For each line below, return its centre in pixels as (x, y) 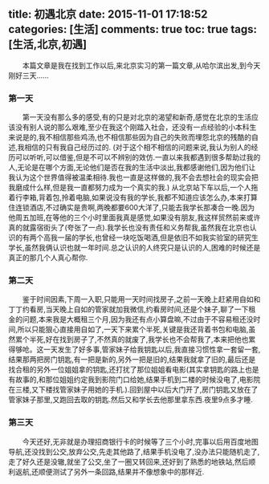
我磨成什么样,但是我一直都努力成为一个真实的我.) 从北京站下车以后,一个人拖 (133, 188)
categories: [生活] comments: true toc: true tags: (133, 29)
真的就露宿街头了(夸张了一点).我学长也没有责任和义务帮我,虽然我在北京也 (129, 228)
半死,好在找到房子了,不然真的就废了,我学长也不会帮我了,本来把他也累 (143, 340)
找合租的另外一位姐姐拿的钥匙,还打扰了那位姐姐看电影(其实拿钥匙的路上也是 (134, 370)
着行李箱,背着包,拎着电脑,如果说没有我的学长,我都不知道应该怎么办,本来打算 (133, 197)
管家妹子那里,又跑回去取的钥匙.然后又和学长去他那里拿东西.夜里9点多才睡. (130, 400)
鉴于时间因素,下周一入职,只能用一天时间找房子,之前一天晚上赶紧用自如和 (141, 299)
